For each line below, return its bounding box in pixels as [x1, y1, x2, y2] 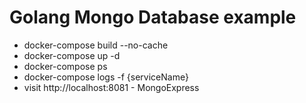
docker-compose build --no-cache [23, 39, 169, 51]
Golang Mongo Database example [9, 6, 297, 29]
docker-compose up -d [23, 49, 121, 61]
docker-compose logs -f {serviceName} [23, 71, 189, 83]
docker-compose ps [23, 60, 108, 72]
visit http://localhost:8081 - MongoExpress [23, 81, 200, 93]
